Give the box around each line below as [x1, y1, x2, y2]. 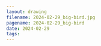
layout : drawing [6, 8, 47, 15]
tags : [6, 31, 20, 37]
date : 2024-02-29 [6, 25, 50, 32]
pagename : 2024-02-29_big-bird [6, 20, 85, 26]
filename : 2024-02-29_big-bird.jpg [6, 14, 96, 20]
